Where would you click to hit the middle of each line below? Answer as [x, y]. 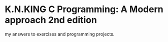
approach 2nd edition [51, 20]
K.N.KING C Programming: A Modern [84, 9]
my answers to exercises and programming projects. [60, 34]
